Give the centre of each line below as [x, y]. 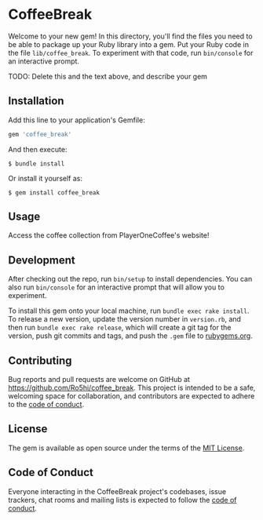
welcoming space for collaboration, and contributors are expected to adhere [131, 396]
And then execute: [38, 149]
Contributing [40, 360]
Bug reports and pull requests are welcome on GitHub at [99, 380]
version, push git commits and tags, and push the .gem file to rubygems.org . [131, 336]
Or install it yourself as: [45, 178]
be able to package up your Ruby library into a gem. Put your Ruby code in [129, 44]
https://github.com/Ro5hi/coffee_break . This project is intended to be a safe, [132, 388]
